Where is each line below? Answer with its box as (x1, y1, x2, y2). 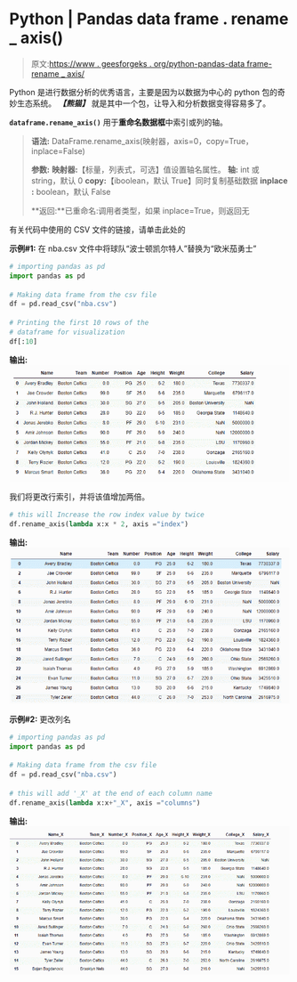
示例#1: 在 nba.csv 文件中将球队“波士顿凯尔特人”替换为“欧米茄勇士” (9, 243, 257, 254)
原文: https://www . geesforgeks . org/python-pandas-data (30, 58, 245, 69)
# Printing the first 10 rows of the (9, 319, 149, 328)
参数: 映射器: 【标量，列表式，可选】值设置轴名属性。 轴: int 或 (30, 164, 260, 174)
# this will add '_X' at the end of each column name (9, 789, 213, 798)
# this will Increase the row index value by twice (9, 510, 205, 520)
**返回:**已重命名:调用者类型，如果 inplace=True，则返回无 (30, 205, 251, 215)
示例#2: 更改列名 (9, 713, 71, 725)
